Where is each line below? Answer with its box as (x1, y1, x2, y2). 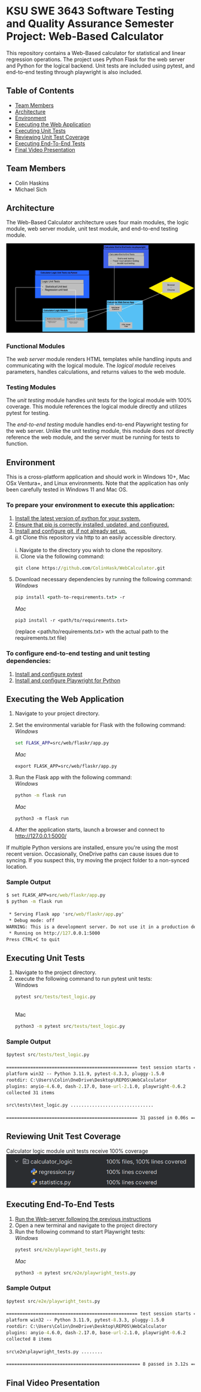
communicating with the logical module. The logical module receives (6, 362, 176, 369)
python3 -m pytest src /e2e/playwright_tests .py (14, 1269, 136, 1276)
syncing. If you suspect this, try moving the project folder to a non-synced (6, 857, 190, 864)
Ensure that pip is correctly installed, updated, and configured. (14, 521, 169, 528)
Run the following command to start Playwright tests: (14, 1228, 145, 1235)
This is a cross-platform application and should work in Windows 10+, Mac (6, 474, 190, 481)
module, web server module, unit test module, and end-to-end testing (6, 225, 178, 233)
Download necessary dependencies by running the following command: (14, 576, 193, 583)
